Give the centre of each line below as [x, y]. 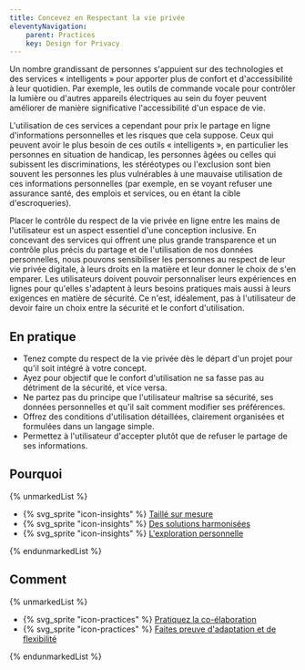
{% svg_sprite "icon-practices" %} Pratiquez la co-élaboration [139, 619]
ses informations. [55, 446]
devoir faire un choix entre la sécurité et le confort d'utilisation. [127, 308]
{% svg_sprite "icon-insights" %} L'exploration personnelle [133, 533]
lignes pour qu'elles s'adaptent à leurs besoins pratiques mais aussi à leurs [150, 289]
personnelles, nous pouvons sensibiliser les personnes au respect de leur [147, 260]
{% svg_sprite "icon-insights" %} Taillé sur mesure [118, 514]
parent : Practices [61, 35]
